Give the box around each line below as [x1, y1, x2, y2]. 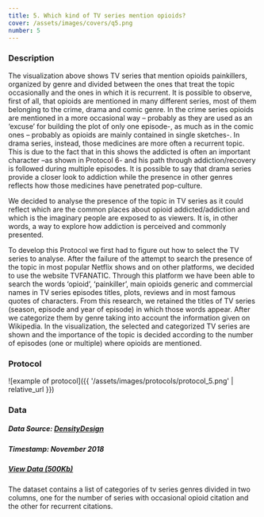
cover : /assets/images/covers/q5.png [8, 19, 133, 27]
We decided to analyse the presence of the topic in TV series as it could [8, 196, 243, 205]
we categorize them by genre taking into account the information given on [8, 313, 251, 322]
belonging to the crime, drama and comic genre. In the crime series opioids [8, 104, 254, 114]
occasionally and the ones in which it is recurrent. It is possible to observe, [8, 87, 252, 97]
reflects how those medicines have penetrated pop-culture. [8, 181, 203, 190]
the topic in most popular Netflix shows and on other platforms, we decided [8, 262, 255, 271]
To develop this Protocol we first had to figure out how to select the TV [8, 245, 239, 255]
